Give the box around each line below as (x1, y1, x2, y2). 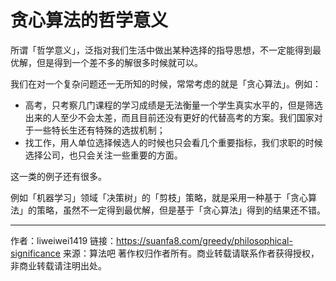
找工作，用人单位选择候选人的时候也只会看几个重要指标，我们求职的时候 (24, 136, 323, 148)
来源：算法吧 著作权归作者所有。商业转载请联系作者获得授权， (62, 247, 320, 259)
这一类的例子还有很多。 (10, 170, 107, 182)
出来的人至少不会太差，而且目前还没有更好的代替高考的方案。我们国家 (24, 111, 315, 123)
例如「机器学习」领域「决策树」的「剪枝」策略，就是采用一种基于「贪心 (10, 191, 308, 203)
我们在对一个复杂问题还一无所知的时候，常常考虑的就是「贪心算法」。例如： (10, 77, 322, 90)
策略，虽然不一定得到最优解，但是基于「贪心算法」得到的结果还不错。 (36, 204, 326, 216)
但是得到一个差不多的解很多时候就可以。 (36, 56, 203, 68)
